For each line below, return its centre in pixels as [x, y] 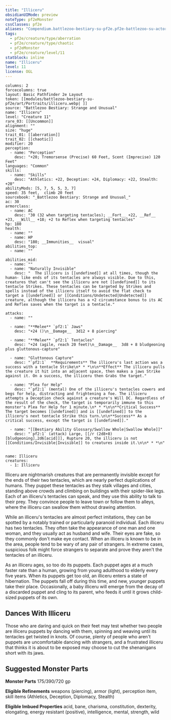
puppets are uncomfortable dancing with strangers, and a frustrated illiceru [84, 642]
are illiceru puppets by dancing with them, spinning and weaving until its [81, 631]
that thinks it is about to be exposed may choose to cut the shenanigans [81, 647]
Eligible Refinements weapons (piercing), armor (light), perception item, [81, 691]
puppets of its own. [38, 597]
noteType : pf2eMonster [29, 19]
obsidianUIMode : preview [32, 15]
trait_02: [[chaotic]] [29, 139]
